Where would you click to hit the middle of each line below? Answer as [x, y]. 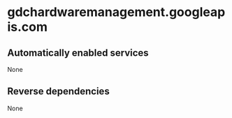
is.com [27, 27]
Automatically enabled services [78, 53]
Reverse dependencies [58, 91]
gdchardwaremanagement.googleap [116, 12]
